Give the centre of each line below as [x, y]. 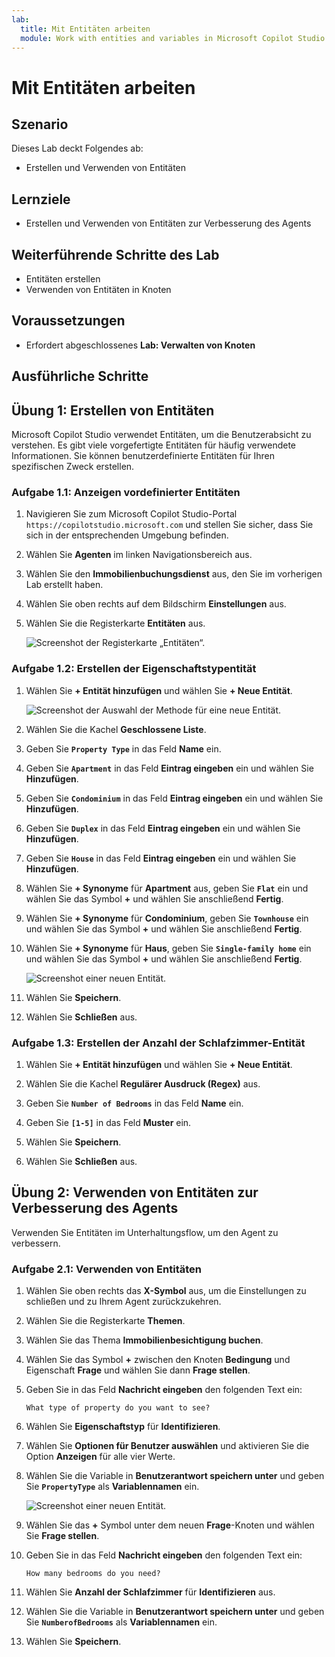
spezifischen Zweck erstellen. [73, 467]
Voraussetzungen [68, 321]
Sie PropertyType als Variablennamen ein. [112, 1487]
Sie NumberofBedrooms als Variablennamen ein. [121, 1622]
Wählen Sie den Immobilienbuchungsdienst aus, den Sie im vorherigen [174, 574]
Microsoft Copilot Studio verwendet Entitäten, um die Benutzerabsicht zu [161, 435]
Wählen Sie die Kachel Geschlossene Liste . [116, 729]
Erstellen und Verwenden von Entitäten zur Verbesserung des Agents [168, 223]
